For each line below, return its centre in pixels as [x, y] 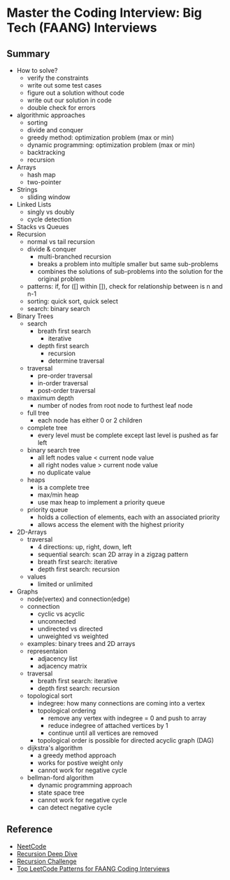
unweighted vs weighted [73, 636]
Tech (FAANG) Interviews [82, 28]
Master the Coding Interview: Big [104, 13]
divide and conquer [55, 130]
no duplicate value [64, 472]
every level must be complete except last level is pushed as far [128, 435]
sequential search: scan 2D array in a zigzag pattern [113, 554]
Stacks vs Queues [43, 227]
